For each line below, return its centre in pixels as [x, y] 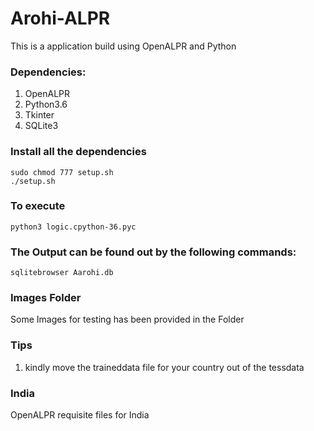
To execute [38, 206]
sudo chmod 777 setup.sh [62, 172]
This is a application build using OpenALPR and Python [123, 46]
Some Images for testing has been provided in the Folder [127, 319]
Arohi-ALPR [60, 18]
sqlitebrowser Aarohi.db [62, 273]
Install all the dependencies [78, 152]
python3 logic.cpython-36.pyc [73, 227]
